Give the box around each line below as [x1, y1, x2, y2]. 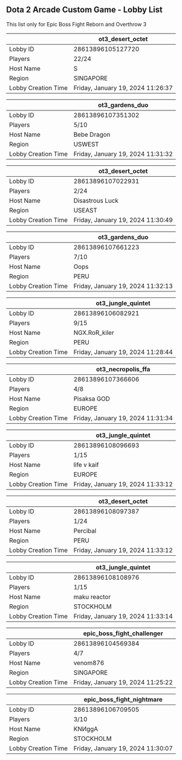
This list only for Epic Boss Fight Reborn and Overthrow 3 [6, 20, 147, 27]
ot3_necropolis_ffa [96, 365, 150, 373]
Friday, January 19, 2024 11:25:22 [73, 678, 173, 686]
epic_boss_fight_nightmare [83, 695, 163, 703]
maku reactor [73, 592, 111, 601]
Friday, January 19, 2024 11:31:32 [73, 149, 173, 158]
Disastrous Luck [73, 196, 119, 205]
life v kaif [73, 460, 99, 469]
